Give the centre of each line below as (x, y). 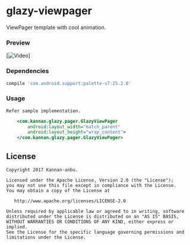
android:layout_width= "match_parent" (74, 127)
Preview (18, 43)
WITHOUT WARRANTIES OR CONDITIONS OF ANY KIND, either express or (90, 222)
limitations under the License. (46, 238)
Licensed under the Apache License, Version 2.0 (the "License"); (90, 180)
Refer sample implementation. (44, 111)
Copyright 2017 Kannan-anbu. (42, 170)
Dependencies (28, 71)
